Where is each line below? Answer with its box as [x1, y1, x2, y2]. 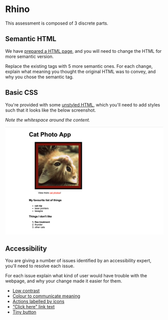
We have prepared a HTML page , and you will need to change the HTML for [5, 48, 162, 54]
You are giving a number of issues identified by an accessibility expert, [5, 258, 151, 264]
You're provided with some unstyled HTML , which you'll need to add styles [5, 101, 160, 108]
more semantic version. [5, 53, 54, 59]
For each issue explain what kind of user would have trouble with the [5, 273, 147, 279]
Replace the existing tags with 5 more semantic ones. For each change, [5, 63, 153, 69]
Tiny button [12, 309, 37, 315]
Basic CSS [5, 88, 38, 97]
